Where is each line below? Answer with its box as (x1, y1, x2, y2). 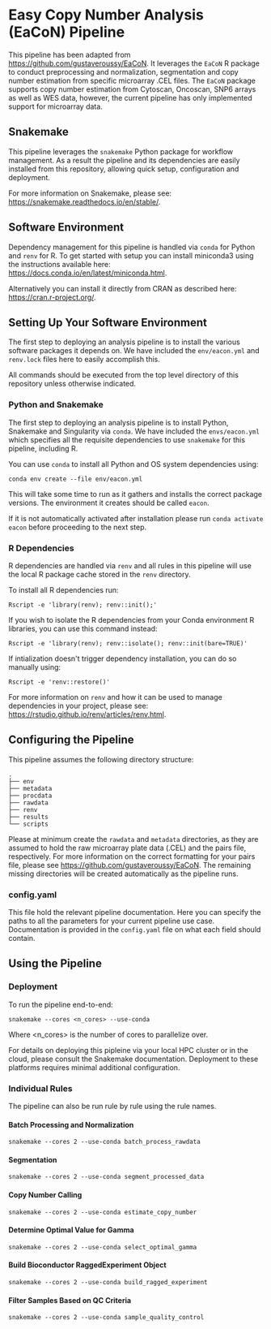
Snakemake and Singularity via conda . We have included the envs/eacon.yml (8, 426, 260, 436)
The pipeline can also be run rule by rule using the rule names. (8, 1102, 217, 1111)
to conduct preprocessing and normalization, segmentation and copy (8, 67, 239, 76)
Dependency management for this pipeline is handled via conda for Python (8, 242, 256, 252)
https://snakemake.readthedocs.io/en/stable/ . (8, 196, 161, 206)
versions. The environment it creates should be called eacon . (8, 498, 210, 507)
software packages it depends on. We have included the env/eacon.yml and (8, 346, 260, 356)
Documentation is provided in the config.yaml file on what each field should (8, 925, 261, 934)
